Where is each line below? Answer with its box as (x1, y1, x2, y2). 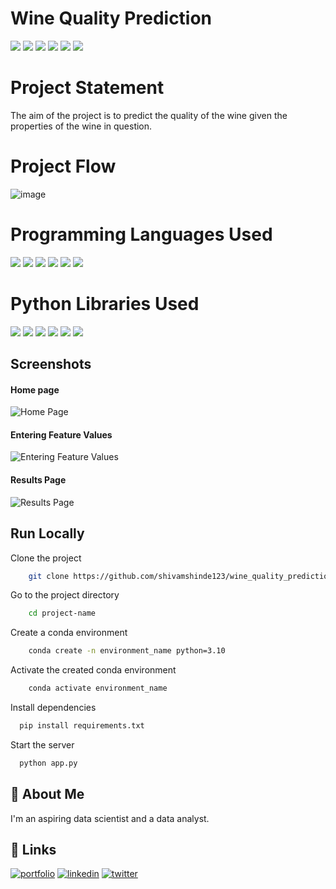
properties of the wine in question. (10, 120, 153, 132)
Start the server (10, 738, 75, 751)
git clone (28, 571, 70, 581)
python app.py (19, 758, 78, 768)
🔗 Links (10, 841, 57, 858)
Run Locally (10, 525, 85, 542)
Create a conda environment (10, 627, 128, 639)
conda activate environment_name (28, 683, 168, 694)
